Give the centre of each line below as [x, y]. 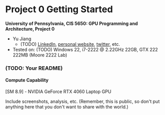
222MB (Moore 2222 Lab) [40, 55]
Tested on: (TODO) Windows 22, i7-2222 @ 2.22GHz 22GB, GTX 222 [85, 49]
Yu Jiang [22, 39]
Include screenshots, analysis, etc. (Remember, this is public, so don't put [82, 102]
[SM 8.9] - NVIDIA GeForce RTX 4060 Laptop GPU [58, 92]
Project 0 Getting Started [59, 9]
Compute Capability [27, 80]
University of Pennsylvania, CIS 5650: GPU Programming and [72, 23]
